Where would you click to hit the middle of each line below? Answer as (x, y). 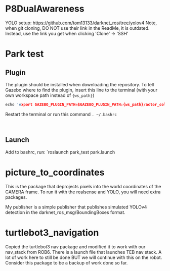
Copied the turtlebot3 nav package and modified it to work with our (75, 247)
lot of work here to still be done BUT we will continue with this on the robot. (84, 257)
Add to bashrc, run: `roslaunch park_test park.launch (60, 152)
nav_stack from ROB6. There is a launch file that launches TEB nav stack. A (83, 252)
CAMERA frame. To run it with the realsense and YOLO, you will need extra (83, 192)
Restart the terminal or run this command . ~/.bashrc (61, 114)
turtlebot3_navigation (52, 232)
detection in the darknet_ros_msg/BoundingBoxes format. (65, 212)
